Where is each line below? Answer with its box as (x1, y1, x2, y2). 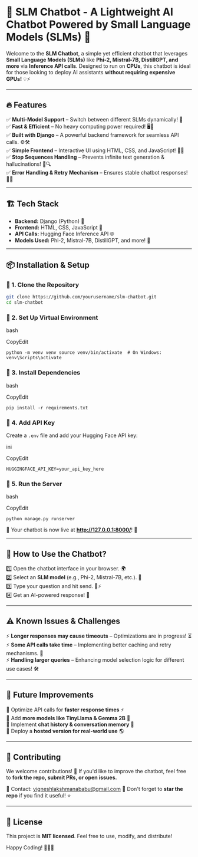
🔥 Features (6, 100, 47, 110)
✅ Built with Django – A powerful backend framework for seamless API (6, 131, 179, 138)
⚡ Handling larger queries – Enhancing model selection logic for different (6, 656, 184, 663)
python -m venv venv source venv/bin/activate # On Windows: (6, 350, 162, 356)
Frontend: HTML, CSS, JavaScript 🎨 (14, 224, 103, 231)
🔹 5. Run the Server (6, 480, 62, 488)
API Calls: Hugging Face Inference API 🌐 (14, 230, 115, 237)
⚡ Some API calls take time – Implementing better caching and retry (6, 641, 171, 648)
